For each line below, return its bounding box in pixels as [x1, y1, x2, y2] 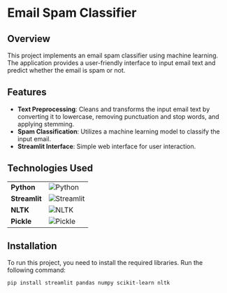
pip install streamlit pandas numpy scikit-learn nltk [7, 280, 170, 287]
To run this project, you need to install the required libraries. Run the [7, 259, 203, 267]
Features [7, 86, 47, 99]
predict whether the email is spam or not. [7, 66, 126, 74]
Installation [7, 240, 57, 252]
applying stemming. [17, 120, 75, 128]
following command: [7, 266, 66, 274]
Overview [7, 33, 51, 45]
